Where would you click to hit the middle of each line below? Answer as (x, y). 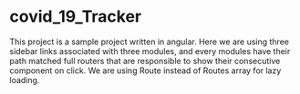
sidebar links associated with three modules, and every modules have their (150, 51)
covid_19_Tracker (76, 17)
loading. (25, 80)
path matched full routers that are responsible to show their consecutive (145, 61)
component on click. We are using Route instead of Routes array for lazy (145, 70)
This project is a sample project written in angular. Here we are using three (150, 42)
